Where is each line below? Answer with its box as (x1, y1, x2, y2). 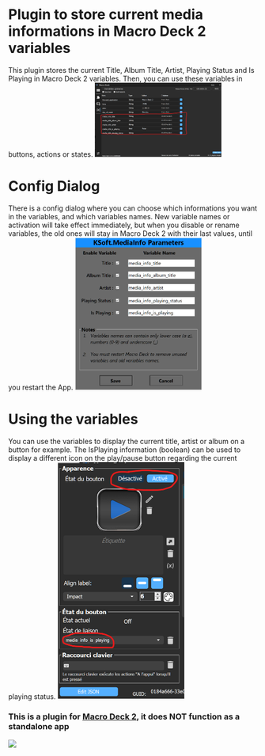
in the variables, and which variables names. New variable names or (8, 211, 230, 221)
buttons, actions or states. (8, 149, 93, 159)
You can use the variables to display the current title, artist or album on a (8, 436, 245, 446)
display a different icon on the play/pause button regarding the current (8, 453, 237, 462)
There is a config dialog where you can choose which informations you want (8, 203, 258, 213)
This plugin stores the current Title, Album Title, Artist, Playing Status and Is (8, 65, 255, 74)
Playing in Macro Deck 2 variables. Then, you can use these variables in (8, 74, 243, 83)
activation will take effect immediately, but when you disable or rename (8, 220, 240, 230)
